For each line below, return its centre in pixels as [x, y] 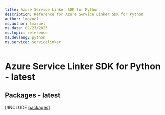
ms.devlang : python [25, 38]
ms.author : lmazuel [25, 24]
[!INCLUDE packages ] [28, 107]
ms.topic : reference [27, 33]
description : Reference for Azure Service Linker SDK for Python [74, 14]
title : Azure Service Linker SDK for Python [52, 10]
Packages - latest [33, 95]
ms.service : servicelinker [33, 42]
